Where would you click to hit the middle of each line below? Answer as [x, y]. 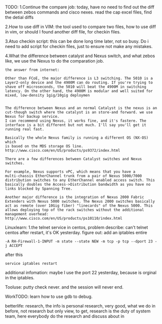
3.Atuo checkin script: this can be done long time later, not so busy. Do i [77, 41]
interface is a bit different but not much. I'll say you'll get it [76, 125]
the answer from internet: [32, 70]
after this [14, 255]
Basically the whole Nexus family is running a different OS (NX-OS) [77, 138]
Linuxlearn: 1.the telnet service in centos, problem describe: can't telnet [76, 227]
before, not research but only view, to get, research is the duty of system [78, 311]
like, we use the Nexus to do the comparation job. [55, 61]
